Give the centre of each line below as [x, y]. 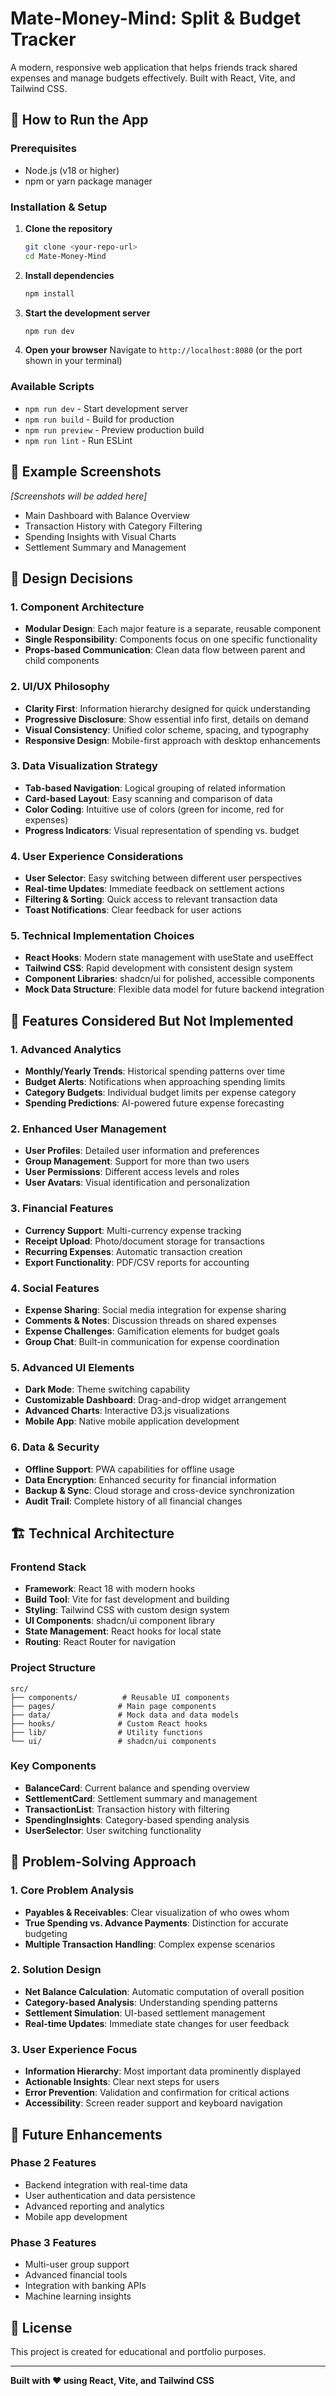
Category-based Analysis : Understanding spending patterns [151, 2002]
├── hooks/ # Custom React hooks [109, 1723]
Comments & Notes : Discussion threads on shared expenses [150, 1320]
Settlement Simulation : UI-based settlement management [145, 2013]
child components [62, 661]
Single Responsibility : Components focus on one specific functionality [171, 639]
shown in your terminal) [73, 361]
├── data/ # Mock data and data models [125, 1715]
